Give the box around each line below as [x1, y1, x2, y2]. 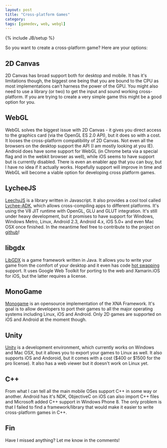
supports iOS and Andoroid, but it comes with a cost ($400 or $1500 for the [5, 355, 161, 361]
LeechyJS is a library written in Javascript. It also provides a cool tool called [5, 197, 161, 203]
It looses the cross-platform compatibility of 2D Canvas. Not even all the [5, 137, 154, 143]
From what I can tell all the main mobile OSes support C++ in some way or [5, 388, 158, 394]
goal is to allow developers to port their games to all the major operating [5, 306, 153, 312]
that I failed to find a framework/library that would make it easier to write [5, 404, 154, 410]
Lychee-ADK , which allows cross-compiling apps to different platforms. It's [5, 202, 160, 208]
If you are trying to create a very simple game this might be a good [24, 94, 162, 100]
